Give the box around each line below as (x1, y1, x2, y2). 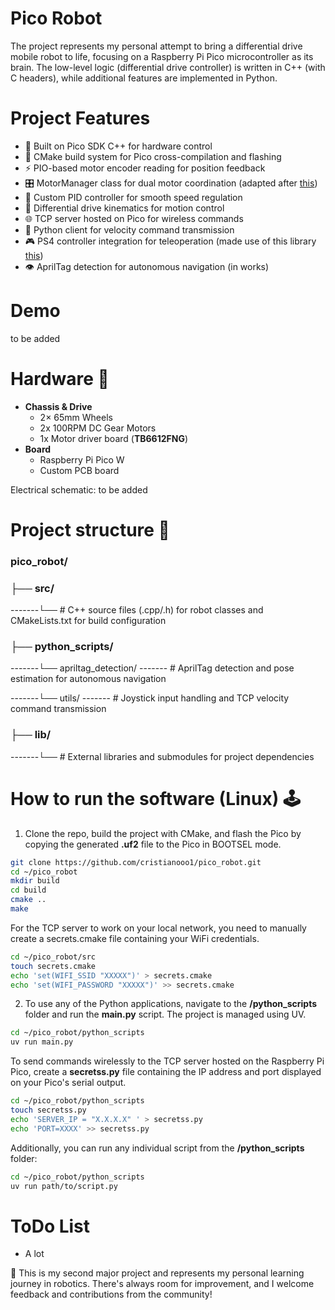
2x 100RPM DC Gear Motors (39, 422, 157, 434)
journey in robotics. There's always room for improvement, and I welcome (10, 1278, 315, 1290)
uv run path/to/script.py (10, 1181, 118, 1191)
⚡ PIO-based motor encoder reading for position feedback (24, 162, 266, 174)
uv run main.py (10, 1037, 74, 1047)
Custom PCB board (39, 464, 120, 476)
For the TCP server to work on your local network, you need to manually (10, 922, 307, 934)
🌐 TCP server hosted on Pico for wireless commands (24, 212, 244, 224)
